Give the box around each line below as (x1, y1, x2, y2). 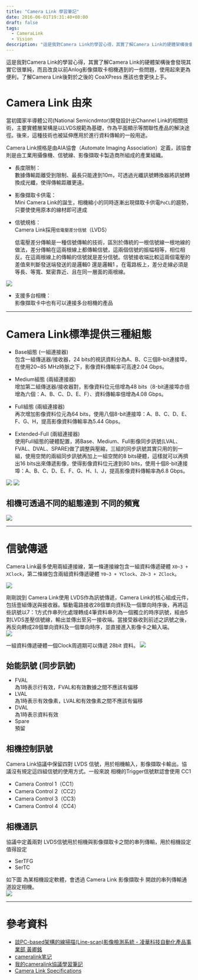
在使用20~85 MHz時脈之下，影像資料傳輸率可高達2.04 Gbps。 (14, 363, 168, 370)
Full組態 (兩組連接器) (14, 403, 65, 410)
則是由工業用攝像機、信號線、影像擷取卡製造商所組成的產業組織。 (6, 151, 166, 158)
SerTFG (14, 857, 34, 864)
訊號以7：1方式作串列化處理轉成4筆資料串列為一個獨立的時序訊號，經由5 (11, 608, 188, 616)
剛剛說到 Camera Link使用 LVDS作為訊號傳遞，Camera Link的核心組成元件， (6, 594, 192, 601)
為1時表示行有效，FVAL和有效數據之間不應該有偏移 (14, 683, 138, 691)
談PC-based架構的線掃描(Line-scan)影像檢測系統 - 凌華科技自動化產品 (14, 938, 187, 945)
